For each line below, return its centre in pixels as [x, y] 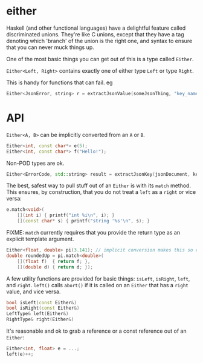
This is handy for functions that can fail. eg [60, 82]
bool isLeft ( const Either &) [42, 302]
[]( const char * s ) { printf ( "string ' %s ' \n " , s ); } [83, 221]
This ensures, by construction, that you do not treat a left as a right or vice [101, 192]
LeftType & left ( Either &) [37, 314]
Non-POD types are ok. [35, 163]
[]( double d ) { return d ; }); [55, 267]
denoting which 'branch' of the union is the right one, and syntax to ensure [99, 41]
